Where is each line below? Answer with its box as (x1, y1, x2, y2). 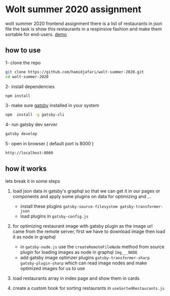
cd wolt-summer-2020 (5, 74, 49, 79)
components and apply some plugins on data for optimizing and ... (12, 193, 151, 199)
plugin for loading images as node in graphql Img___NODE (20, 249, 138, 255)
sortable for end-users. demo (5, 31, 67, 37)
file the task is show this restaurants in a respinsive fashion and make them (5, 25, 162, 32)
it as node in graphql (12, 233, 56, 240)
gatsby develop (5, 131, 38, 137)
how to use (5, 46, 41, 55)
